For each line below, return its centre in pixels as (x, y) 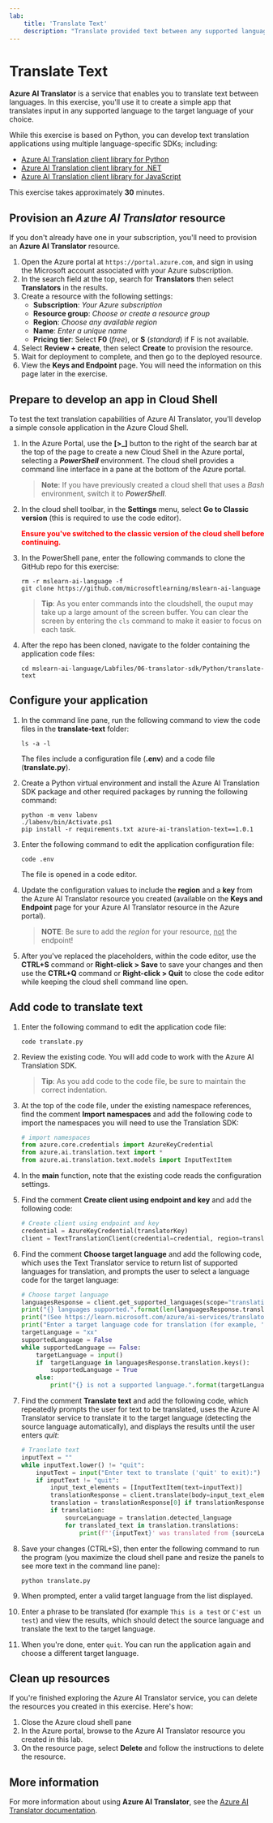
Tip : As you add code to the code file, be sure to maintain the (143, 1081)
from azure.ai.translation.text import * (92, 1153)
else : (45, 1378)
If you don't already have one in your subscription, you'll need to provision (133, 238)
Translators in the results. (64, 288)
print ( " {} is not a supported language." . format (134, 1385)
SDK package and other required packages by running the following (134, 791)
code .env (38, 859)
